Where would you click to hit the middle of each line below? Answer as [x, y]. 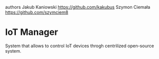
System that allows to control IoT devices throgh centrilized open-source [79, 46]
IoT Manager [32, 32]
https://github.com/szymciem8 [37, 12]
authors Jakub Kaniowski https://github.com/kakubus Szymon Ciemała [78, 7]
